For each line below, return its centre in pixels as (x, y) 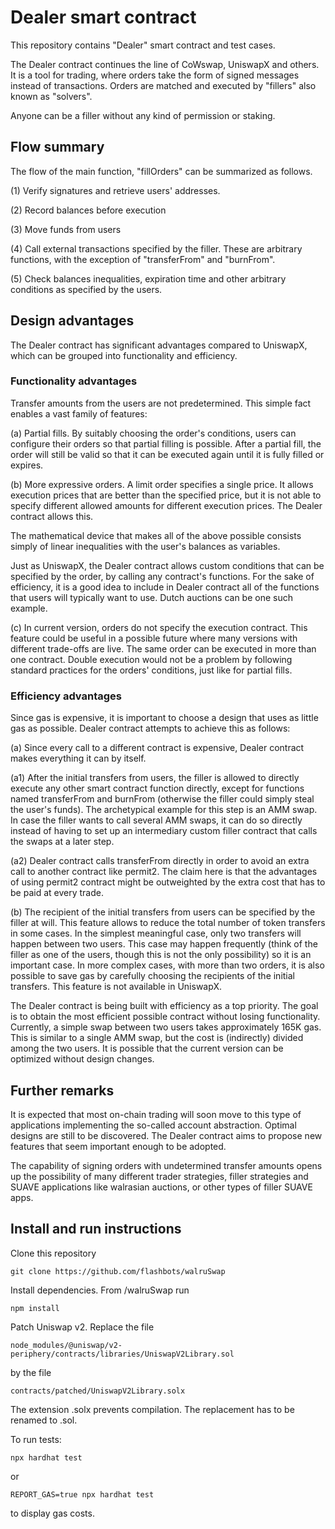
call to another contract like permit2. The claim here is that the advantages (164, 872)
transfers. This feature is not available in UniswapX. (116, 987)
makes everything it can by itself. (78, 758)
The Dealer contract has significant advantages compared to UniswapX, (159, 345)
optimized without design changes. (82, 1059)
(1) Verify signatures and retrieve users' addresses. (115, 190)
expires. (27, 465)
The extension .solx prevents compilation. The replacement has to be (152, 1409)
